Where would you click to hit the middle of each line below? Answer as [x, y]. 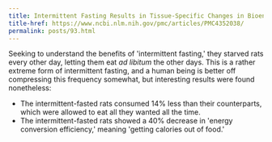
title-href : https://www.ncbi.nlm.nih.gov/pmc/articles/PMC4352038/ [126, 23]
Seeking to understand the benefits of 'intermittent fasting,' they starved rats [136, 54]
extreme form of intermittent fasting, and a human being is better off [122, 71]
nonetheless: [30, 88]
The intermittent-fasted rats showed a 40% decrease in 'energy [126, 121]
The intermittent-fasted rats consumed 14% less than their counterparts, [141, 104]
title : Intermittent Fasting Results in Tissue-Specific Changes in [126, 16]
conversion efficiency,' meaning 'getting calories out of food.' [122, 129]
